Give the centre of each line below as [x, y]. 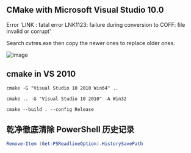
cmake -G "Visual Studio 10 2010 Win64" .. [63, 88]
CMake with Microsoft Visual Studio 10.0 [85, 10]
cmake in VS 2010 [41, 74]
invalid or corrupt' [29, 31]
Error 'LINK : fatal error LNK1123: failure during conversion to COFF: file [96, 24]
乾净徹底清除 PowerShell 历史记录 [70, 130]
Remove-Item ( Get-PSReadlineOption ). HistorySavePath [75, 144]
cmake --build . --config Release [50, 109]
